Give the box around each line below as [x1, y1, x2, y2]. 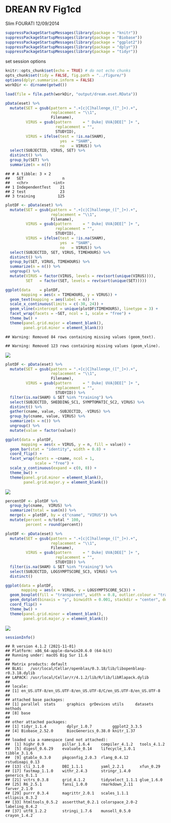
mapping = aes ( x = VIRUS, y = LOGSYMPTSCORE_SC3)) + [21, 587, 136, 593]
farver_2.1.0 [5, 786, 33, 791]
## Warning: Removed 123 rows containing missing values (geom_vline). [5, 343, 160, 348]
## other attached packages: [5, 720, 67, 725]
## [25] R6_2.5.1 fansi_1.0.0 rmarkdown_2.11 [5, 782, 133, 787]
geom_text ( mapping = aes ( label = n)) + [10, 297, 95, 302]
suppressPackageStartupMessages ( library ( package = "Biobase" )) [5, 35, 142, 40]
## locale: [5, 684, 28, 689]
